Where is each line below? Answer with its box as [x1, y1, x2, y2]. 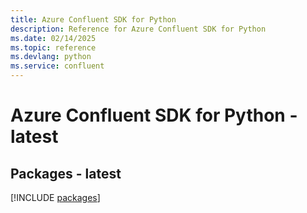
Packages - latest [10, 165, 122, 182]
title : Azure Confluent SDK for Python [10, 14, 177, 25]
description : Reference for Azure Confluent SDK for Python [10, 24, 267, 34]
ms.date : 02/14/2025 [10, 33, 97, 43]
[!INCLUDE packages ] [10, 192, 101, 203]
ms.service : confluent [10, 61, 105, 71]
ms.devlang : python [10, 52, 92, 62]
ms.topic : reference [10, 42, 97, 53]
